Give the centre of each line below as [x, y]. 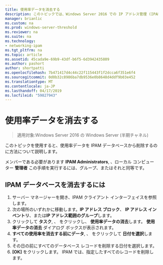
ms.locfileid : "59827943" [31, 95]
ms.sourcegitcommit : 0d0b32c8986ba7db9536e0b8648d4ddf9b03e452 [70, 77]
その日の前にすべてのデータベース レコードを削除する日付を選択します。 [84, 246]
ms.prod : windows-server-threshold [41, 28]
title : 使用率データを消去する [33, 9]
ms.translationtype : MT [29, 82]
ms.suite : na [18, 37]
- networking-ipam [24, 46]
